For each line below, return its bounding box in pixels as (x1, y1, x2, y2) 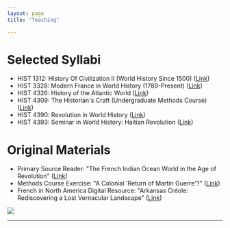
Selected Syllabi (7, 52, 101, 67)
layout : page (7, 10, 44, 17)
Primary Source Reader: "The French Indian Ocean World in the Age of (16, 165, 217, 173)
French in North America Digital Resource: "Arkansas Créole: (16, 186, 188, 195)
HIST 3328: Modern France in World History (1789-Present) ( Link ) (16, 81, 203, 90)
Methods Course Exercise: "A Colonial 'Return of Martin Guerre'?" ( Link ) (16, 179, 220, 188)
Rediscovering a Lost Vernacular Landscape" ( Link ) (16, 194, 162, 202)
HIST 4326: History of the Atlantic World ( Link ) (16, 89, 149, 97)
